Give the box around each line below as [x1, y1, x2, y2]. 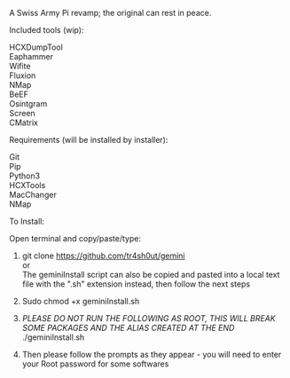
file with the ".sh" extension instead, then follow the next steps [21, 279, 251, 289]
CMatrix [9, 117, 38, 128]
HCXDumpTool [9, 42, 64, 52]
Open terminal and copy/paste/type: [9, 233, 142, 243]
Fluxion [9, 70, 36, 81]
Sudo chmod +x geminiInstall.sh [21, 296, 140, 306]
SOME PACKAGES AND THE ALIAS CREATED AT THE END [21, 323, 235, 333]
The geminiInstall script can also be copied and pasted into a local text [21, 270, 280, 280]
